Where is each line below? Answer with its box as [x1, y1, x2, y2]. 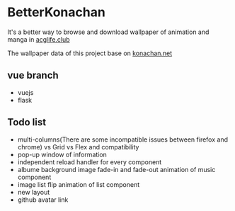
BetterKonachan [7, 4, 106, 21]
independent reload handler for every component [17, 157, 162, 166]
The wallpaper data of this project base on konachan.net [7, 49, 173, 57]
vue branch [7, 69, 59, 81]
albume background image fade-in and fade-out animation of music [17, 165, 216, 173]
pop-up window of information [17, 150, 108, 159]
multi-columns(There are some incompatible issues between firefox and [17, 135, 229, 144]
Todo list [7, 116, 47, 128]
